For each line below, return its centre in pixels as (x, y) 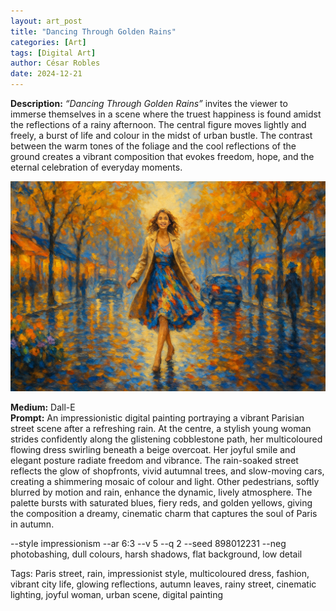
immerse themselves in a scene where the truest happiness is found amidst (166, 114)
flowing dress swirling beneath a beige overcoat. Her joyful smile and (153, 449)
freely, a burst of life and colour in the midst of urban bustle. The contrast (161, 135)
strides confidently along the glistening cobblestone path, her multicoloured (166, 439)
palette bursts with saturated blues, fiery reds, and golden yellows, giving (161, 502)
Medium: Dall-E (43, 407)
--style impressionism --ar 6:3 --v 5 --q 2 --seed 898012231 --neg (148, 543)
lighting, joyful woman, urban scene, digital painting (117, 594)
